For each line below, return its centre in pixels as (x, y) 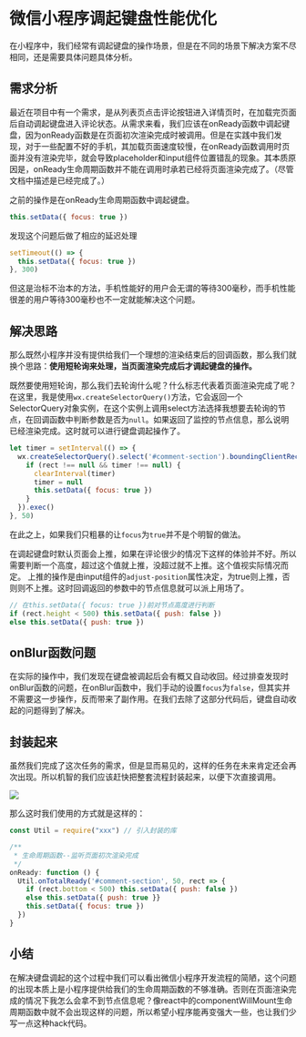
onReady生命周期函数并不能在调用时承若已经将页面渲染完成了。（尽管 (163, 168)
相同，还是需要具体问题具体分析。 (73, 56)
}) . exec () (36, 508)
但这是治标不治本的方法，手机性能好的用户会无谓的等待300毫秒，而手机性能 (153, 289)
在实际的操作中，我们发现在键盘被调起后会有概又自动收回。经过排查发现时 (149, 676)
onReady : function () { (55, 872)
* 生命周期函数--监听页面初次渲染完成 (76, 855)
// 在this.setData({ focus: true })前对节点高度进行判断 (112, 605)
